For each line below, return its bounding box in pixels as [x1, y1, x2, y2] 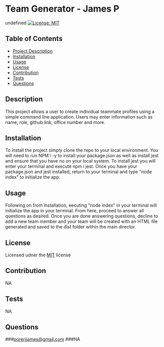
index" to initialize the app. [5, 174, 61, 180]
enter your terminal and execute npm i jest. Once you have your [5, 163, 138, 170]
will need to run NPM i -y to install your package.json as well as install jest [5, 152, 159, 159]
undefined [5, 20, 27, 26]
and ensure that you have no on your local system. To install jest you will [5, 158, 156, 164]
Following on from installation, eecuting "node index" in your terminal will [5, 202, 157, 208]
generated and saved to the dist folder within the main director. [5, 224, 136, 230]
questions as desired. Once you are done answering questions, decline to [5, 213, 158, 219]
